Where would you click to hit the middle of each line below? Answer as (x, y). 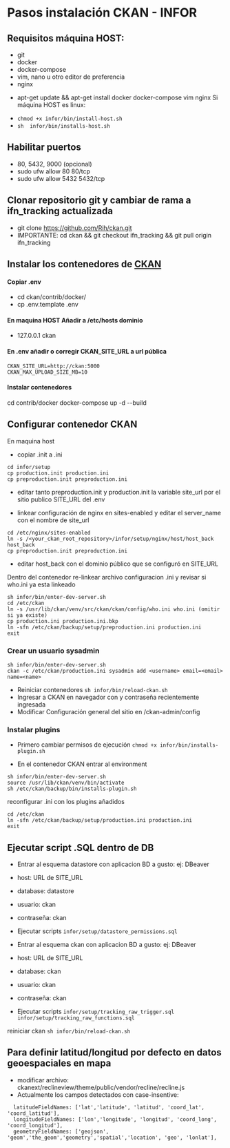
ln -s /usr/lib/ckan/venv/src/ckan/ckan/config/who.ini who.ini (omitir (114, 609)
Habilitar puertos (44, 147)
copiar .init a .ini (40, 455)
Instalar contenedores (40, 388)
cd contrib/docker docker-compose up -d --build (77, 403)
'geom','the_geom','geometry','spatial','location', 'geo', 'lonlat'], (112, 1138)
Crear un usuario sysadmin (53, 651)
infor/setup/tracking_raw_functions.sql (76, 1018)
